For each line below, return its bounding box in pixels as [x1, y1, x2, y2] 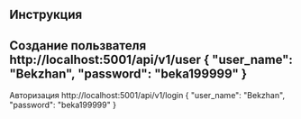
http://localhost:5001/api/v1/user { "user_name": [9, 51, 293, 67]
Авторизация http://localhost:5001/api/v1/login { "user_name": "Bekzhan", [9, 90, 286, 101]
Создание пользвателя [9, 38, 147, 53]
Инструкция [9, 7, 83, 23]
